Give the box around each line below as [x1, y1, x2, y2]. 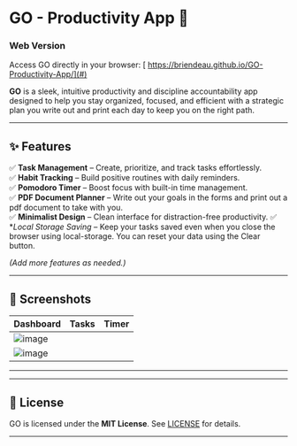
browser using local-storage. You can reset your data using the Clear [9, 231, 261, 242]
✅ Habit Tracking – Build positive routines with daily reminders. [9, 173, 240, 183]
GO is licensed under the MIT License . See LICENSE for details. [9, 418, 241, 428]
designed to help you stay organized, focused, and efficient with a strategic [9, 96, 285, 106]
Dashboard [13, 318, 62, 330]
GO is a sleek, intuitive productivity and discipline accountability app [9, 86, 258, 96]
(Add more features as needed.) [9, 258, 126, 268]
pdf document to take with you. [9, 203, 124, 213]
